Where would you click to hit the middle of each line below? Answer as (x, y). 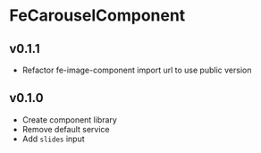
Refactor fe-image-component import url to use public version (137, 70)
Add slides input (53, 139)
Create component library (70, 119)
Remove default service (66, 129)
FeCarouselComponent (97, 16)
